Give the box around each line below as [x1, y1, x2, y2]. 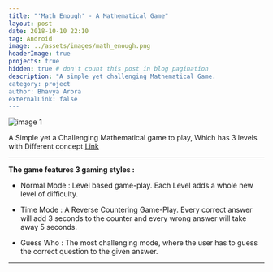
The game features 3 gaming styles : [8, 165, 136, 175]
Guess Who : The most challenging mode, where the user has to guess [19, 238, 258, 248]
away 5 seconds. [19, 222, 78, 232]
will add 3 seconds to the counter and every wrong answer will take [19, 214, 247, 223]
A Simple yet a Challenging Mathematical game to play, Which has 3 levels [8, 133, 258, 143]
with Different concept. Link [8, 141, 99, 151]
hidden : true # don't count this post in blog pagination [8, 65, 209, 73]
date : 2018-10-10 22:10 [8, 27, 89, 35]
